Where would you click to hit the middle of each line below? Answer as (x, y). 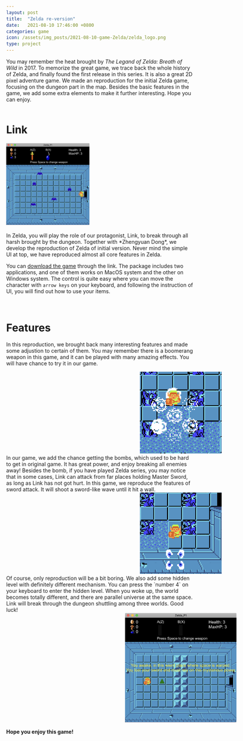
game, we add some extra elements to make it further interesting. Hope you (99, 93)
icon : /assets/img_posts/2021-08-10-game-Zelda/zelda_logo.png (86, 38)
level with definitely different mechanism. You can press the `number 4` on (97, 584)
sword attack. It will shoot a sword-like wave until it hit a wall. (81, 489)
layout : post (22, 12)
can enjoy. (19, 99)
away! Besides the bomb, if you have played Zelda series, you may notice (96, 470)
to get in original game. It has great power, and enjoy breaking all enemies (97, 464)
